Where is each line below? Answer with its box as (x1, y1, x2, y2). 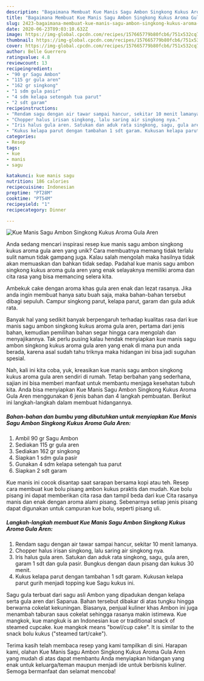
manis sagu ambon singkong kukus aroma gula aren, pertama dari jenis (6, 322, 185, 330)
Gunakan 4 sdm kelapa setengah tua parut (15, 460, 122, 468)
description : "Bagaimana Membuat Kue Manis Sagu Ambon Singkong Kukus (6, 9, 189, 15)
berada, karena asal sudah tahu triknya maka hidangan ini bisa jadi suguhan (6, 348, 196, 356)
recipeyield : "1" (6, 201, 50, 207)
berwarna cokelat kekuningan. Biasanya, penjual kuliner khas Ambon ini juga (6, 604, 198, 612)
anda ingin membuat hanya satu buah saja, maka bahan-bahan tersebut (6, 291, 186, 298)
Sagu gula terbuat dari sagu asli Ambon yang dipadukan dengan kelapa (6, 591, 185, 599)
